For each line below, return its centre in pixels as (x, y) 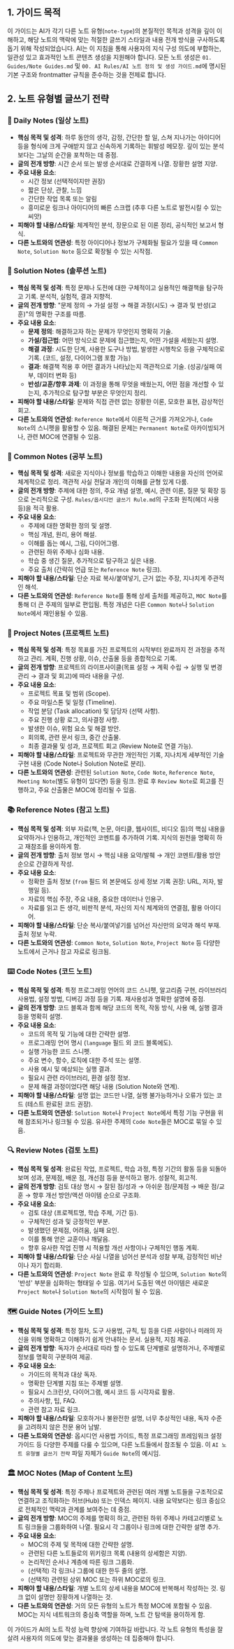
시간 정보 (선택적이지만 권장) (67, 181)
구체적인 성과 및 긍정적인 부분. (69, 1221)
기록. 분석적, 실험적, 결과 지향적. (68, 296)
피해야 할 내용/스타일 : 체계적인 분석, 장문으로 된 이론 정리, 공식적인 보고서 (117, 225)
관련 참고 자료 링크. (54, 1409)
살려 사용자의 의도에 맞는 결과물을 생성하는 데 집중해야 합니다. (91, 1638)
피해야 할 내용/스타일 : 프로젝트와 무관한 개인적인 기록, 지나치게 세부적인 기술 (121, 755)
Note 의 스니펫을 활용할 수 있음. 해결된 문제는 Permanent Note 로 (103, 428)
